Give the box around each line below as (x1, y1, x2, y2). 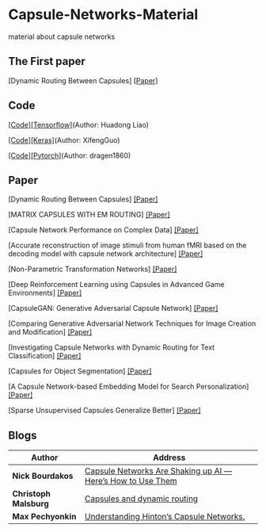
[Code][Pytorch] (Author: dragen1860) (8, 151, 131, 160)
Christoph (12, 488, 51, 499)
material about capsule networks (8, 32, 116, 41)
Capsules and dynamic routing (84, 493, 199, 504)
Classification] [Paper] (8, 351, 82, 361)
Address (153, 452, 186, 463)
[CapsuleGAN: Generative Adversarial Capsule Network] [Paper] (8, 304, 218, 313)
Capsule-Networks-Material (8, 6, 199, 24)
